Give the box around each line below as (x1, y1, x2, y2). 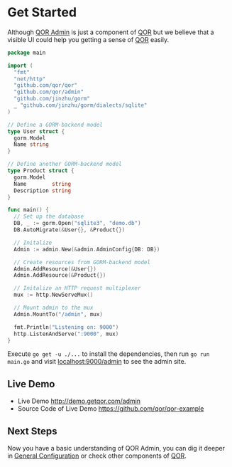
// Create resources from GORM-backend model (13, 258, 151, 266)
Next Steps (7, 425, 57, 437)
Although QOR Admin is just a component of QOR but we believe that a (7, 28, 214, 36)
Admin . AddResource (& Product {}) (13, 272, 106, 279)
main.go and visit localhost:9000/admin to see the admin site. (7, 357, 187, 366)
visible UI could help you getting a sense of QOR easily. (7, 35, 170, 43)
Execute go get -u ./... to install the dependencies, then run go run (7, 350, 210, 358)
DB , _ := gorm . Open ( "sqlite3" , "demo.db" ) (13, 220, 141, 227)
